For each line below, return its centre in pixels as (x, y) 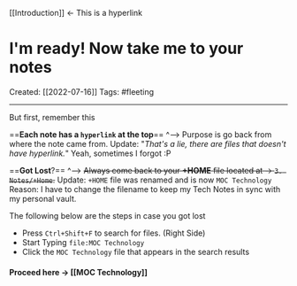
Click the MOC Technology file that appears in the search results (136, 251)
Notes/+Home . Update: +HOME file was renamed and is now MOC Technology (141, 180)
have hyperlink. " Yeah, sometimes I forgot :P (90, 153)
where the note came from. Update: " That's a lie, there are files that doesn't (148, 143)
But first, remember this (52, 117)
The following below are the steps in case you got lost (107, 215)
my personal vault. (43, 198)
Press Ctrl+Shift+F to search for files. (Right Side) (114, 233)
